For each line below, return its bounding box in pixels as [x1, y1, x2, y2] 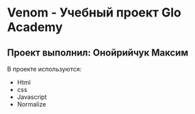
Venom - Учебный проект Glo [7, 5, 181, 21]
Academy [7, 19, 63, 35]
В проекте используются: [7, 65, 82, 73]
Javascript [16, 93, 47, 101]
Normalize [16, 100, 47, 108]
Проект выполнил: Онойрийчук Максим [7, 47, 189, 58]
